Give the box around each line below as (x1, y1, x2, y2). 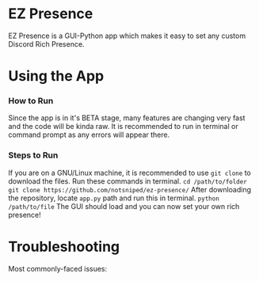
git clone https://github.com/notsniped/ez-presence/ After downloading (8, 184, 252, 194)
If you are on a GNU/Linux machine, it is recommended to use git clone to (8, 168, 251, 177)
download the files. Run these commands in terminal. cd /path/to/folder (8, 176, 247, 186)
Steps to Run (8, 150, 59, 161)
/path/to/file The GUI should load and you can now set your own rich (8, 201, 240, 211)
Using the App (8, 67, 105, 85)
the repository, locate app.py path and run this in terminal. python (8, 193, 219, 203)
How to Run (8, 96, 54, 107)
